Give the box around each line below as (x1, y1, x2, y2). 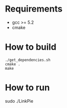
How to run (5, 82, 50, 93)
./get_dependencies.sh (5, 57, 51, 62)
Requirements (5, 3, 63, 15)
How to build (5, 42, 56, 53)
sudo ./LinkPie (5, 98, 34, 104)
